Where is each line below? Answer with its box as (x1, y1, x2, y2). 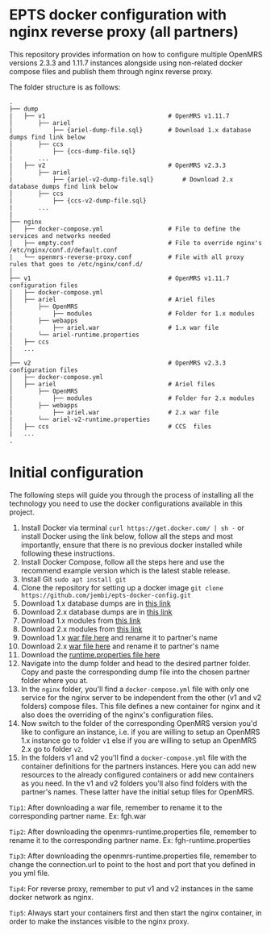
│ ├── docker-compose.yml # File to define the (9, 224, 241, 233)
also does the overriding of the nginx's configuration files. (20, 710, 214, 719)
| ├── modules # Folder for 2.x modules (9, 394, 255, 402)
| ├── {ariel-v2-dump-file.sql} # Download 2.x (9, 175, 233, 183)
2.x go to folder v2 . (20, 744, 84, 753)
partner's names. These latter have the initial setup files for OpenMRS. (20, 786, 255, 796)
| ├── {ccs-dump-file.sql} (9, 147, 136, 155)
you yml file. (9, 868, 50, 878)
